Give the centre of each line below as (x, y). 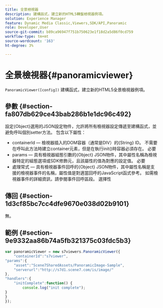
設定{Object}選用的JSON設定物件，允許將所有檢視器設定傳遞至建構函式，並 (81, 126)
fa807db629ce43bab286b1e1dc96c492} (68, 114)
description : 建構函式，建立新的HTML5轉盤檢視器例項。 (55, 14)
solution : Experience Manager (36, 18)
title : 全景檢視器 (22, 9)
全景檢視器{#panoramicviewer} (69, 75)
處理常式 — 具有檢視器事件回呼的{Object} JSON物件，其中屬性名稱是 (81, 167)
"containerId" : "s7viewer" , (41, 256)
